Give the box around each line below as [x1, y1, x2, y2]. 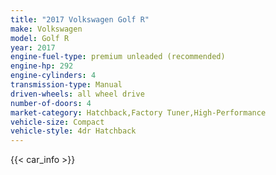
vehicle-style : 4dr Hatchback [10, 126, 137, 136]
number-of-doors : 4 [10, 98, 92, 108]
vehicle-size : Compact [10, 117, 105, 127]
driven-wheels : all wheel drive [10, 89, 145, 99]
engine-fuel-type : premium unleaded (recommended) [10, 52, 226, 62]
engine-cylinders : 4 [10, 71, 97, 81]
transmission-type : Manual [10, 80, 123, 90]
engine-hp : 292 [10, 61, 74, 71]
